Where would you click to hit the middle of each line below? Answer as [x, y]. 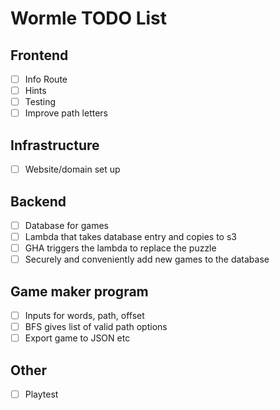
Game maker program [79, 291]
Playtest [41, 394]
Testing [40, 102]
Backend [38, 201]
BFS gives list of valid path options [96, 327]
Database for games [66, 225]
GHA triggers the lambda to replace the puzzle [120, 248]
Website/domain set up [72, 169]
